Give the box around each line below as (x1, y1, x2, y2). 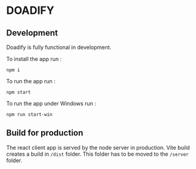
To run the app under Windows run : (6, 100, 97, 107)
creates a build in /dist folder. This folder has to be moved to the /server (6, 150, 189, 158)
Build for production (6, 128, 83, 138)
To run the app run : (6, 78, 56, 84)
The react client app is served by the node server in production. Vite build (6, 144, 191, 151)
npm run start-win (6, 112, 53, 118)
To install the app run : (6, 56, 62, 62)
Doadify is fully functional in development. (6, 43, 112, 51)
